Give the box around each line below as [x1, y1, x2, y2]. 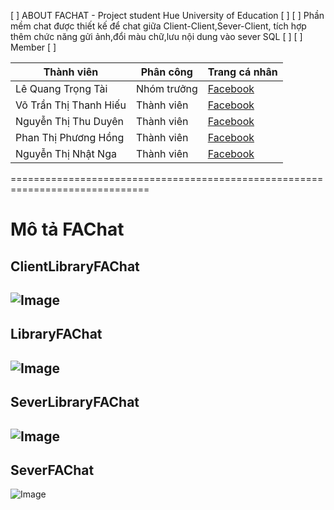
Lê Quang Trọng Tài [15, 82, 108, 95]
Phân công [140, 65, 193, 79]
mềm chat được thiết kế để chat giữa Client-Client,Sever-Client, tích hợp [10, 20, 307, 32]
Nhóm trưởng [135, 82, 198, 95]
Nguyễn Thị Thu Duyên [15, 115, 125, 128]
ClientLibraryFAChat [10, 258, 140, 275]
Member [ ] [10, 41, 57, 53]
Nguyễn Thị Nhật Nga [15, 147, 117, 160]
